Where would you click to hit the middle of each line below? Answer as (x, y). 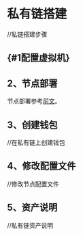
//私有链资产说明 (30, 225)
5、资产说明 (32, 208)
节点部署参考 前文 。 (34, 101)
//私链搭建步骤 (27, 34)
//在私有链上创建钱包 (36, 142)
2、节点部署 (32, 83)
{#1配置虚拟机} (38, 58)
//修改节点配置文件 (33, 184)
